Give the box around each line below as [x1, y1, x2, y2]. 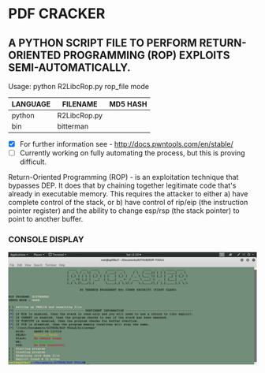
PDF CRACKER [8, 5, 106, 23]
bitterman [57, 121, 89, 131]
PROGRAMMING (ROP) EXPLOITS [62, 48, 230, 62]
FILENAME [62, 99, 98, 109]
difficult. [19, 157, 47, 166]
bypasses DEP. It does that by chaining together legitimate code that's [8, 181, 237, 190]
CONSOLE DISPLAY [8, 233, 84, 244]
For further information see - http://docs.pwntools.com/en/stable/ [19, 139, 234, 148]
